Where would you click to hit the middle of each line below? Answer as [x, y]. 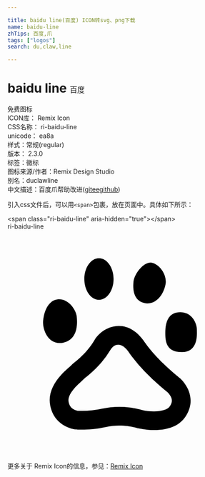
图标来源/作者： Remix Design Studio [61, 171]
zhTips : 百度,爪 [30, 34]
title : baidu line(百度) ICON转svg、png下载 [71, 20]
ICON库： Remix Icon [39, 118]
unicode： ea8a [31, 136]
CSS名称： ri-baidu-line [42, 127]
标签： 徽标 [23, 163]
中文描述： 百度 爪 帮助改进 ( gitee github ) [64, 189]
